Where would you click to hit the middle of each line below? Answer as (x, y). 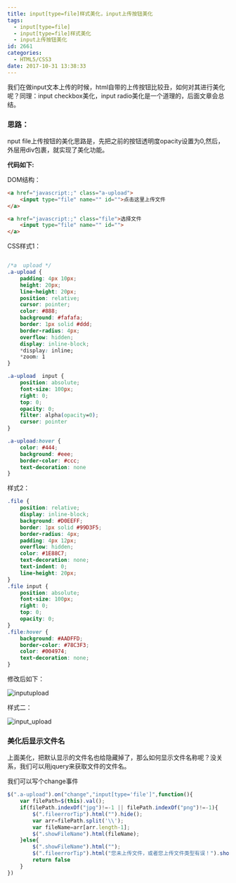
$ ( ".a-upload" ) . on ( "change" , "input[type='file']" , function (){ (100, 794)
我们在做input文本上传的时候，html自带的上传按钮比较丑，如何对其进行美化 (116, 87)
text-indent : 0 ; (44, 567)
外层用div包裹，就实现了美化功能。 (58, 150)
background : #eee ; (47, 454)
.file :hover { (28, 632)
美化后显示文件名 (36, 740)
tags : (15, 20)
